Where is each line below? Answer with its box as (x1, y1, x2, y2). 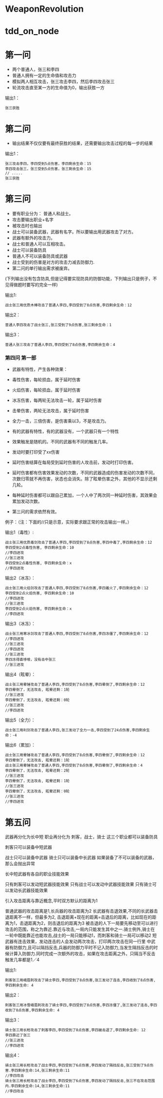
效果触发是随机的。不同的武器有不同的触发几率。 (12, 439, 110, 445)
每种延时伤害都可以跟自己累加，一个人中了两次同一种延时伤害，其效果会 (12, 493, 157, 498)
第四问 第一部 (5, 354, 36, 361)
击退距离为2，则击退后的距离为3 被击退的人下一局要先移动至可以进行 (19, 920, 158, 926)
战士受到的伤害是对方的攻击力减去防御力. (12, 259, 95, 265)
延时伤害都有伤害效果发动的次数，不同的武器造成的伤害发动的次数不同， (12, 470, 157, 476)
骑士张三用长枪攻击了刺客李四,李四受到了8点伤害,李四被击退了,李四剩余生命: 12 (5, 1028, 146, 1033)
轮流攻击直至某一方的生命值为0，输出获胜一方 (12, 85, 105, 91)
